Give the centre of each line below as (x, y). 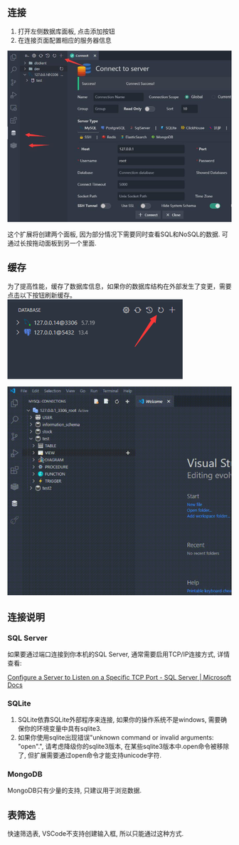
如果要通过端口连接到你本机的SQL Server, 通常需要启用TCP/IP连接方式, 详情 (118, 654)
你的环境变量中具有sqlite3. (63, 729)
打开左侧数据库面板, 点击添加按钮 (66, 31)
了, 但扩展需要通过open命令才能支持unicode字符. (90, 755)
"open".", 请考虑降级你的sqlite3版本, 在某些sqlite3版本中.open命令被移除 (123, 747)
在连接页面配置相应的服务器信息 (64, 40)
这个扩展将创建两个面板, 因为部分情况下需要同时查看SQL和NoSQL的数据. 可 (118, 234)
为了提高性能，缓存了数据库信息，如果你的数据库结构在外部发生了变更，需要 (119, 286)
